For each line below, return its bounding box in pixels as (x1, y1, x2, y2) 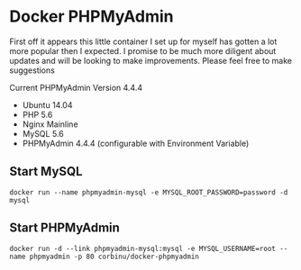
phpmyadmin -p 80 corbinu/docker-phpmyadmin (29, 252, 200, 261)
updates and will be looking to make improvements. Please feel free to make (9, 55, 293, 66)
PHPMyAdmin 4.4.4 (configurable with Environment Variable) (22, 138, 250, 148)
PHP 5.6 (22, 109, 53, 120)
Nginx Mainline (22, 119, 78, 130)
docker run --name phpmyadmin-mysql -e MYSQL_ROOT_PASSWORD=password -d (9, 187, 288, 197)
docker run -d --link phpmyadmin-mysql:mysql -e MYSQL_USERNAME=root (9, 244, 277, 253)
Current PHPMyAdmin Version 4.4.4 (9, 82, 143, 93)
